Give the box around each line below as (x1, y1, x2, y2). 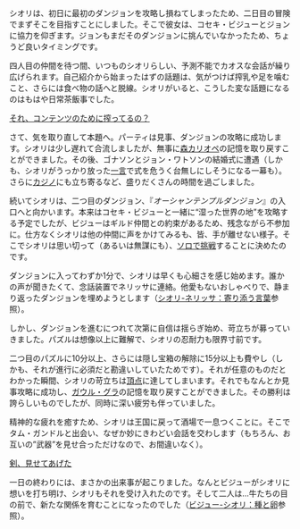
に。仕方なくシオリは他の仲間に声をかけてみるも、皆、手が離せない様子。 (9, 229, 283, 239)
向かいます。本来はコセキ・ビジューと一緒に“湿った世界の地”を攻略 (32, 206, 281, 217)
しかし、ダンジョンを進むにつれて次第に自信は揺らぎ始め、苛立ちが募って (9, 323, 283, 333)
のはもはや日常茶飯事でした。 (9, 94, 119, 105)
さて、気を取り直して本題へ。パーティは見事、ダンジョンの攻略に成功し (9, 132, 275, 142)
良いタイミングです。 (24, 41, 103, 52)
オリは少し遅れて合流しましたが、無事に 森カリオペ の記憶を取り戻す (31, 143, 282, 154)
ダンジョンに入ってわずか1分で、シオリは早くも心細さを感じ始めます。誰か (9, 271, 286, 281)
